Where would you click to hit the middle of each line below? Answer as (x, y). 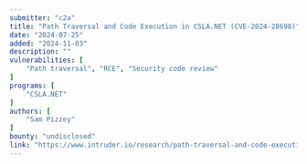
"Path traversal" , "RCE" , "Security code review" (122, 69)
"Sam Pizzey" (51, 119)
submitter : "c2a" (42, 18)
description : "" (40, 52)
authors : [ (30, 111)
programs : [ (32, 86)
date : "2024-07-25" (47, 35)
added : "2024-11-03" (49, 43)
